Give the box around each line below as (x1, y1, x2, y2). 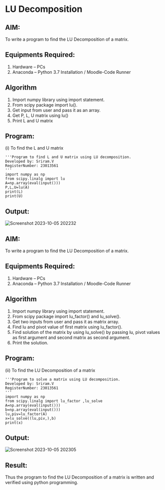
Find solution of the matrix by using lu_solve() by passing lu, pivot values (12, 329, 161, 335)
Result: (5, 461, 28, 469)
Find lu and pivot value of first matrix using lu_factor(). (12, 324, 123, 330)
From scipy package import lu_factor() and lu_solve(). (12, 313, 121, 319)
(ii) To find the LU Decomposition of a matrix (5, 367, 95, 373)
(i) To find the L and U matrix (5, 145, 64, 151)
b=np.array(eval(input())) (5, 407, 61, 412)
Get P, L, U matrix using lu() (12, 112, 69, 118)
